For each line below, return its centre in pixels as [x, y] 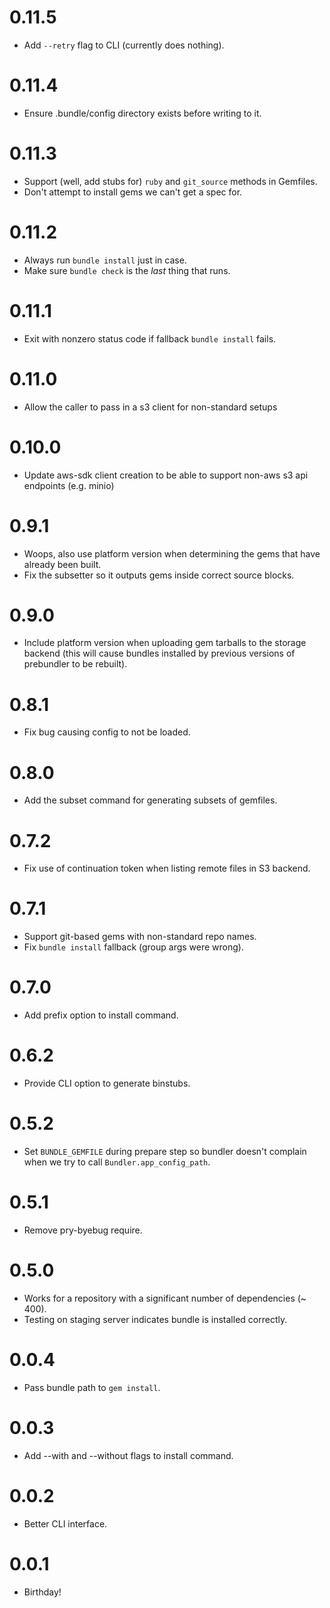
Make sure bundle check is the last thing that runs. [127, 270]
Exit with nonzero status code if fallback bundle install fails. [150, 338]
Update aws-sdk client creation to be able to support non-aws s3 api [166, 475]
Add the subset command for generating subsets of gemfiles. [150, 800]
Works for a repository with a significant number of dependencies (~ [165, 1298]
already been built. [62, 564]
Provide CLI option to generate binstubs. [107, 1083]
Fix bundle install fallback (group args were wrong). [133, 947]
